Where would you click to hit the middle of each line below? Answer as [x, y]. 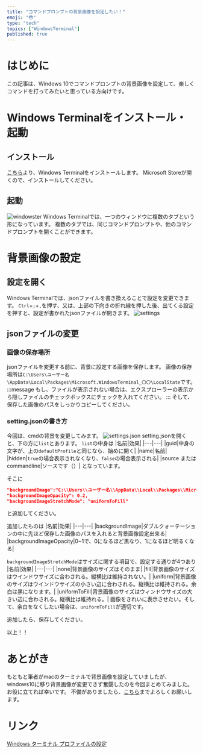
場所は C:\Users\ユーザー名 [38, 374]
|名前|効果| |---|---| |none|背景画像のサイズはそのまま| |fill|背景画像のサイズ [101, 569]
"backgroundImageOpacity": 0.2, [47, 495]
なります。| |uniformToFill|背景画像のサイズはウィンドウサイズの [107, 592]
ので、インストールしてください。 [54, 180]
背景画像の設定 [44, 258]
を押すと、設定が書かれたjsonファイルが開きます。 [70, 313]
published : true [27, 34]
